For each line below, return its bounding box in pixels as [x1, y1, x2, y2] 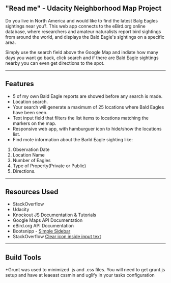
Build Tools [5, 253, 42, 262]
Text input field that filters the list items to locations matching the [12, 115, 149, 121]
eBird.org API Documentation [12, 223, 74, 229]
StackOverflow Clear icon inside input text [12, 234, 101, 240]
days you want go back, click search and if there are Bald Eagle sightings [5, 55, 159, 61]
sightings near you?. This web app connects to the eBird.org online [5, 23, 146, 29]
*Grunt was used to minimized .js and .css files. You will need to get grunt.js [5, 267, 165, 273]
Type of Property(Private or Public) [12, 163, 87, 169]
